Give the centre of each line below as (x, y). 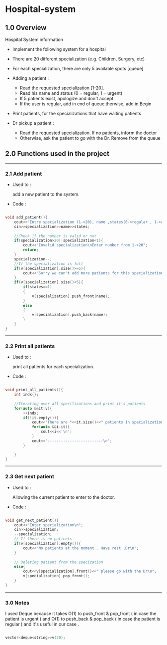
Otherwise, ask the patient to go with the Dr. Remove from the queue (90, 138)
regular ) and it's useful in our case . (42, 624)
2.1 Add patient (24, 174)
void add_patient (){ (27, 217)
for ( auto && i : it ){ (51, 427)
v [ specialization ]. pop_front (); (57, 576)
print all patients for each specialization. (53, 367)
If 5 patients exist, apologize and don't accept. (67, 99)
